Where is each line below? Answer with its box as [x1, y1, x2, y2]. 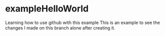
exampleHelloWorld [5, 3, 89, 14]
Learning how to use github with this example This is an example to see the [5, 19, 160, 25]
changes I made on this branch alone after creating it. [5, 24, 115, 30]
